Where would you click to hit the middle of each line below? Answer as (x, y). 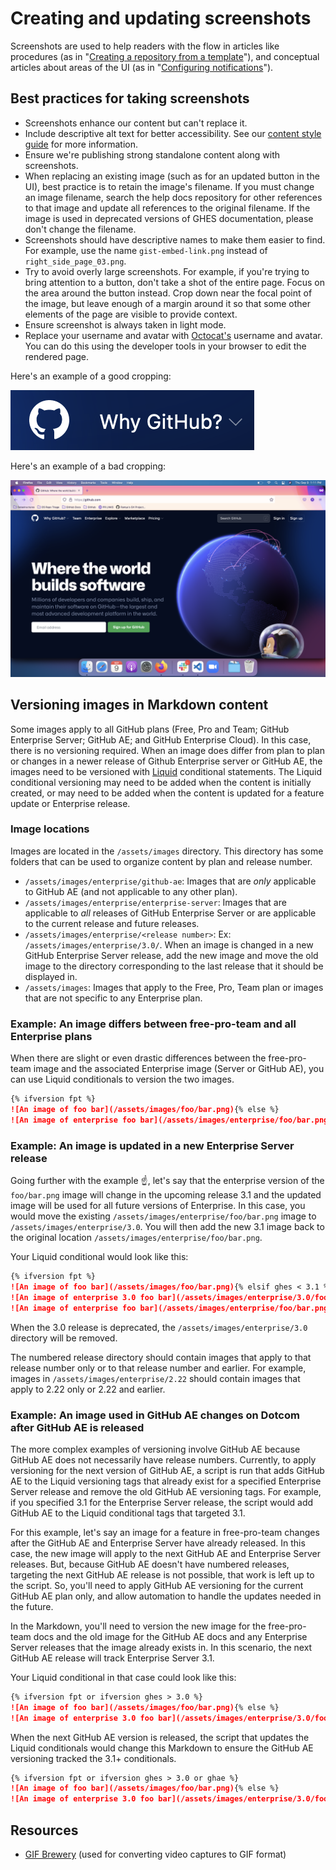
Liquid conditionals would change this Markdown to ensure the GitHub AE (162, 1748)
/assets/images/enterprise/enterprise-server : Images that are (155, 902)
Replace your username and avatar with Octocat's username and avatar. (173, 335)
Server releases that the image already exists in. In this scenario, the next (161, 1647)
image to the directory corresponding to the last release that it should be (174, 966)
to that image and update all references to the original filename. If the (167, 208)
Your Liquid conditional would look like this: (99, 1257)
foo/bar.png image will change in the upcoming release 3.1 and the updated (166, 1195)
